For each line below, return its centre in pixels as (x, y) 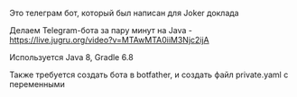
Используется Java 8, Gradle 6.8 (71, 57)
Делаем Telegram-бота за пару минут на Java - (101, 30)
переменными (37, 84)
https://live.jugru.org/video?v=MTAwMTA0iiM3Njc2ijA (109, 40)
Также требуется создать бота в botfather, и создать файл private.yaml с (149, 75)
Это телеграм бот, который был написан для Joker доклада (124, 13)
